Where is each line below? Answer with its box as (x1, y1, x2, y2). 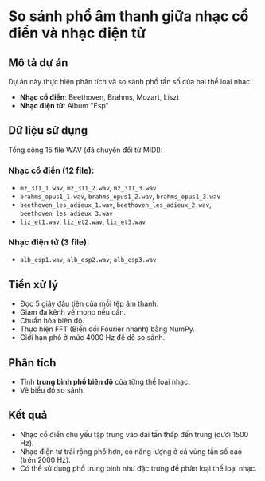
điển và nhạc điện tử (8, 24, 146, 42)
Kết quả (8, 409, 48, 422)
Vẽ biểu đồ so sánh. (19, 385, 85, 395)
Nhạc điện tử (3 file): (8, 237, 90, 248)
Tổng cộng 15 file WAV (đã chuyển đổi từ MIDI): (8, 145, 163, 154)
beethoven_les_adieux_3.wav (19, 210, 113, 218)
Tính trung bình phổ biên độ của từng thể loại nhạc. (19, 377, 190, 387)
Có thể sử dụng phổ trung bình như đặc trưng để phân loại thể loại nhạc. (19, 463, 257, 473)
